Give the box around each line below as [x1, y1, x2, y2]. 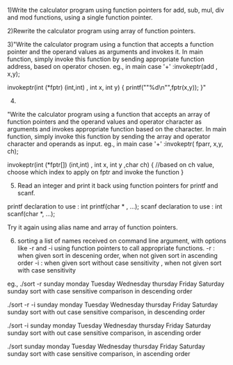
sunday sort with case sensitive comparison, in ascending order [7, 350, 191, 357]
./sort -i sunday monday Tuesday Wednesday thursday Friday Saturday [7, 321, 211, 330]
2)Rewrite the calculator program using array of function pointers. [7, 27, 196, 35]
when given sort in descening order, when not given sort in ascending [17, 252, 218, 259]
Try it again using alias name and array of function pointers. [7, 223, 179, 232]
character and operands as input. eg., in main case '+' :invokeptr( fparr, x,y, [7, 140, 224, 148]
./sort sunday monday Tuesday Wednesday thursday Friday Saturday [7, 342, 205, 350]
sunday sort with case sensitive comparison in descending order [7, 287, 193, 295]
